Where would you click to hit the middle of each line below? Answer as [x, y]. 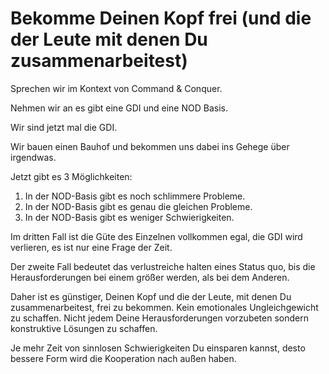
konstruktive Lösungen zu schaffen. [84, 328]
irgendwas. [33, 157]
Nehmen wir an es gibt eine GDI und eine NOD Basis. [119, 108]
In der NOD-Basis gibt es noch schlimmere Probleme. [135, 196]
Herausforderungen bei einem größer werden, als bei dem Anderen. [150, 277]
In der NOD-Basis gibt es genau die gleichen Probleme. [138, 206]
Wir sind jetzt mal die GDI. [64, 127]
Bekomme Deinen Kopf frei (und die [161, 18]
